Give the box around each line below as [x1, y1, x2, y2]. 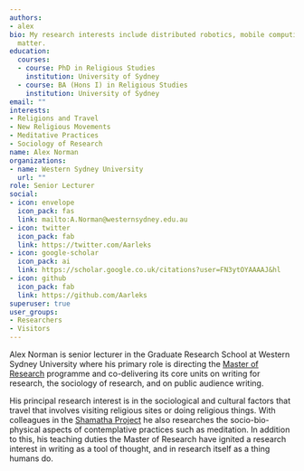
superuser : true [9, 299, 71, 308]
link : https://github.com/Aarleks [17, 290, 147, 299]
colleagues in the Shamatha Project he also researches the [9, 415, 229, 425]
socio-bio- [230, 415, 270, 425]
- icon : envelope [9, 198, 75, 208]
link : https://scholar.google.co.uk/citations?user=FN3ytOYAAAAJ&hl [17, 266, 281, 275]
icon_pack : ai [17, 257, 71, 267]
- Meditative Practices [9, 131, 100, 140]
